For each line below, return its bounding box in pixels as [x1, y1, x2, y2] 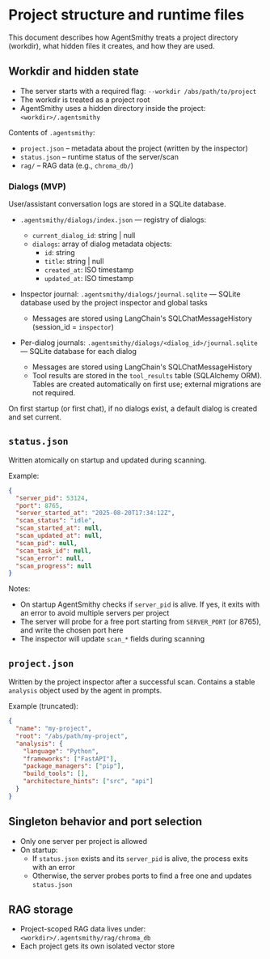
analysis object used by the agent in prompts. [8, 686, 162, 696]
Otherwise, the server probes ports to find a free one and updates [32, 871, 252, 880]
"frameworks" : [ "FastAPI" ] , [23, 755, 117, 763]
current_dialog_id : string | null [32, 231, 136, 241]
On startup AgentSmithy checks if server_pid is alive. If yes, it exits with [19, 599, 260, 609]
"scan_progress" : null [15, 561, 92, 570]
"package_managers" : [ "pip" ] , [23, 762, 125, 770]
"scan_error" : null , [15, 554, 85, 562]
